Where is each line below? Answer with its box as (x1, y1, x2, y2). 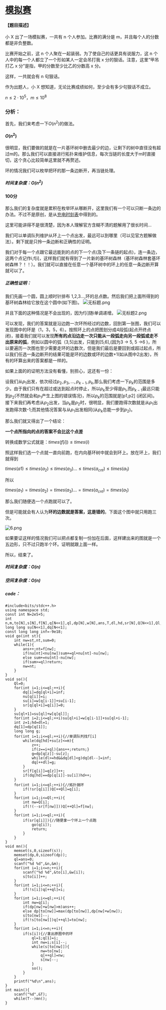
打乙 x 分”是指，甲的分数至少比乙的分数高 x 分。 (5, 63, 104, 69)
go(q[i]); (31, 822, 52, 828)
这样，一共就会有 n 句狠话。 (5, 74, 63, 80)
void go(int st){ (5, 633, 41, 639)
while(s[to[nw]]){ (31, 944, 70, 949)
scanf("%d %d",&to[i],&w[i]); (23, 870, 85, 875)
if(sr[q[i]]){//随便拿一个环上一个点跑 (23, 818, 97, 823)
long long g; (14, 729, 41, 734)
